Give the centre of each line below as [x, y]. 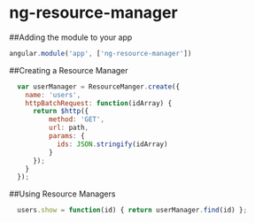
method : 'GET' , [76, 119]
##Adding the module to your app [71, 37]
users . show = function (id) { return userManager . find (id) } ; [132, 211]
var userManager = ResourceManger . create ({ [98, 87]
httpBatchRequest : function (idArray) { [99, 103]
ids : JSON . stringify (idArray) [112, 144]
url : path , [69, 128]
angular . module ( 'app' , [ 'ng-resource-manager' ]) [100, 53]
